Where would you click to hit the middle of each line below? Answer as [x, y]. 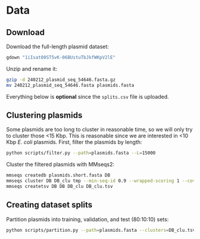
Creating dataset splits [49, 205]
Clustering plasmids [44, 116]
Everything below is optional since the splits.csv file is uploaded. [88, 96]
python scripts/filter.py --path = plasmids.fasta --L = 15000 [81, 153]
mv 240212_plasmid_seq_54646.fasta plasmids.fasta [70, 85]
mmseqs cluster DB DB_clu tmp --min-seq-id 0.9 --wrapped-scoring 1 [93, 181]
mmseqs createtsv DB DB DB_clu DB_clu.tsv [60, 187]
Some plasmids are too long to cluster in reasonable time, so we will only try [99, 130]
